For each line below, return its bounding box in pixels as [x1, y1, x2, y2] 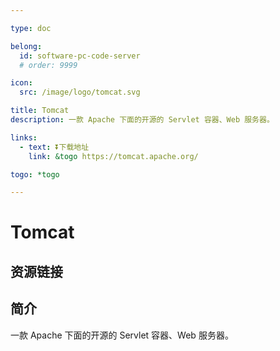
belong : [10, 41, 43, 51]
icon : [10, 78, 33, 88]
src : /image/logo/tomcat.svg [19, 87, 141, 98]
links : [10, 132, 38, 143]
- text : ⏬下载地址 [19, 142, 90, 152]
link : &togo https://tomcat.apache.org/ [28, 151, 199, 161]
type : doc [10, 23, 52, 33]
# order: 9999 [19, 60, 78, 70]
